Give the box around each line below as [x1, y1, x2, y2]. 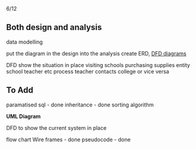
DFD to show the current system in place [6, 124, 107, 131]
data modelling [6, 38, 43, 45]
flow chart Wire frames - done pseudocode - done [6, 136, 131, 143]
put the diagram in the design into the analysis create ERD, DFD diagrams [6, 50, 186, 57]
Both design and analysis [6, 22, 102, 32]
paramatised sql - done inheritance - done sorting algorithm [6, 101, 154, 108]
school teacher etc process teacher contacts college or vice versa [6, 68, 169, 75]
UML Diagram [6, 112, 41, 120]
